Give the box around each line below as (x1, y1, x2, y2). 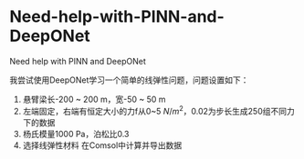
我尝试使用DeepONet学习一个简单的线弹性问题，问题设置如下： (9, 75, 249, 85)
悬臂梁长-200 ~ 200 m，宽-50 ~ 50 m (22, 94, 166, 104)
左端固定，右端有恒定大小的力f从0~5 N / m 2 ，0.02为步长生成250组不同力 (22, 104, 295, 116)
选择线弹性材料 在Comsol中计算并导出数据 (22, 139, 183, 151)
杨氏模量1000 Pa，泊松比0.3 (22, 128, 130, 139)
